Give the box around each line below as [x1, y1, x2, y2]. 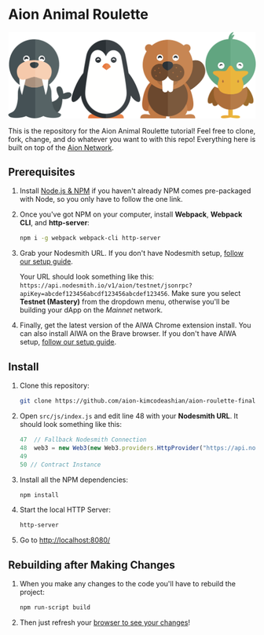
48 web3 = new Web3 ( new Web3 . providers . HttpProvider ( [19, 443, 203, 452]
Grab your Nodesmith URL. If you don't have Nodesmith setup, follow [19, 249, 244, 258]
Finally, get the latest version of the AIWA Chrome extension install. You [19, 320, 251, 330]
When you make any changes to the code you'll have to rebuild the [19, 579, 236, 589]
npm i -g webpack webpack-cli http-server [19, 234, 161, 243]
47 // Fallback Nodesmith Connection [19, 436, 147, 444]
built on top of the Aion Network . [8, 143, 114, 152]
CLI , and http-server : [19, 218, 90, 228]
